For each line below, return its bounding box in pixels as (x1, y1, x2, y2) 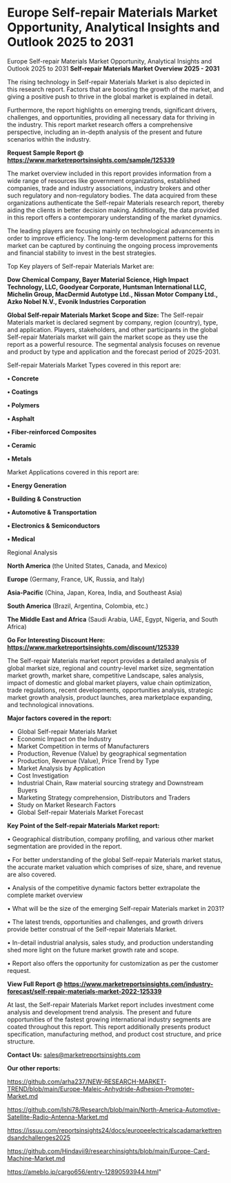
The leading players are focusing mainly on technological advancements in (7, 227, 220, 235)
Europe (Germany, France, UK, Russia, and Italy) (7, 575, 145, 583)
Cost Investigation (17, 771, 69, 780)
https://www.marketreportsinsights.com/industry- (63, 979, 214, 988)
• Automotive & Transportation (7, 508, 97, 516)
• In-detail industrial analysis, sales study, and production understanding (7, 938, 214, 947)
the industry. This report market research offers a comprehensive (7, 120, 193, 128)
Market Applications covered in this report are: (7, 468, 139, 476)
